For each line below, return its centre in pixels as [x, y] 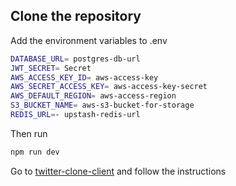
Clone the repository [76, 16]
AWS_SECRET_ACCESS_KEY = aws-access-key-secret [109, 87]
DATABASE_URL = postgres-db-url [75, 59]
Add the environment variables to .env [89, 40]
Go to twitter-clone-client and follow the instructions [118, 171]
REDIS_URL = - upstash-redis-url [75, 115]
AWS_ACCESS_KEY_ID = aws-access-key [84, 77]
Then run [29, 133]
